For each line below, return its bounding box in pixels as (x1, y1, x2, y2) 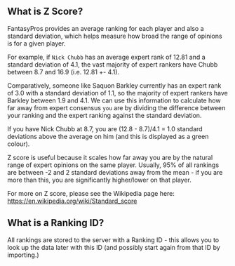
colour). (7, 140, 30, 148)
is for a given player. (7, 39, 66, 48)
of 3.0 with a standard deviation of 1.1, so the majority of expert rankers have (7, 88, 228, 97)
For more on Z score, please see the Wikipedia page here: (7, 189, 175, 197)
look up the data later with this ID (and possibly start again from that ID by (7, 243, 221, 251)
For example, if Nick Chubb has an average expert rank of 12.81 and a (7, 53, 206, 61)
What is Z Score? (7, 6, 83, 18)
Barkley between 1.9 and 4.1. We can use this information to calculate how (7, 96, 221, 105)
